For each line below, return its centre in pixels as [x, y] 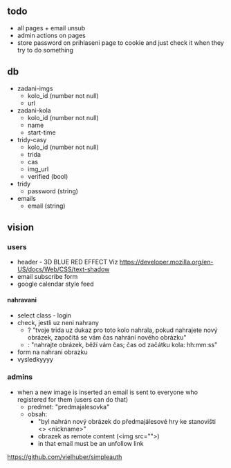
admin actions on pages [52, 35]
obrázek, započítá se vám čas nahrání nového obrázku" [107, 337]
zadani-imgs [35, 88]
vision [21, 227]
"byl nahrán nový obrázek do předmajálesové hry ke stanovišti [127, 421]
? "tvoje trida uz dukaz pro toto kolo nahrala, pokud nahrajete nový [122, 330]
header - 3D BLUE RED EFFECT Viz [67, 262]
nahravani [22, 300]
